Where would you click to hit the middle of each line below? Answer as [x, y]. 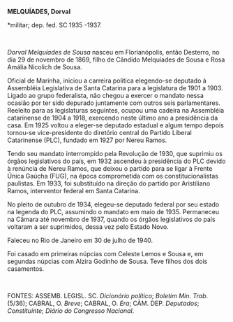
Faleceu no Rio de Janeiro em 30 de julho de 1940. [80, 240]
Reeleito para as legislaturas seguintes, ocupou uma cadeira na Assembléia [116, 110]
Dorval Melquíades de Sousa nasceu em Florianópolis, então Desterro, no [113, 52]
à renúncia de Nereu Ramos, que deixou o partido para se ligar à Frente [110, 168]
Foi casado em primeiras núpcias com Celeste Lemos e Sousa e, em [105, 254]
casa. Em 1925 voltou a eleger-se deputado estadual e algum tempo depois [116, 125]
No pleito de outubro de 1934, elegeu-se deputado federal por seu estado [113, 204]
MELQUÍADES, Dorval [39, 12]
